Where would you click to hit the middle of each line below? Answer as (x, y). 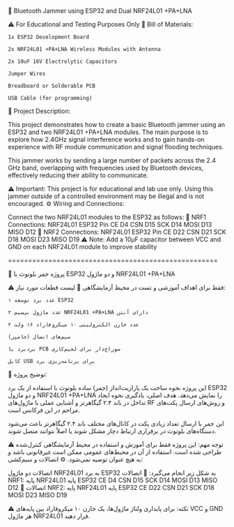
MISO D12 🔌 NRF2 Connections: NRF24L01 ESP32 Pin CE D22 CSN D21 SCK (117, 232)
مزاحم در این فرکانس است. (44, 410)
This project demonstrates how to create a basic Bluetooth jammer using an (117, 125)
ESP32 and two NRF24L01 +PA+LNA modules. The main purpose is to (108, 132)
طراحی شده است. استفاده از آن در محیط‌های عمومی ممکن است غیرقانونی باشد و (115, 452)
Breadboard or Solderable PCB (52, 86)
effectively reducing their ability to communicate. (78, 175)
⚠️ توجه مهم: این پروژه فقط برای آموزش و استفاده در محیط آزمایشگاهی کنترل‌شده (116, 444)
